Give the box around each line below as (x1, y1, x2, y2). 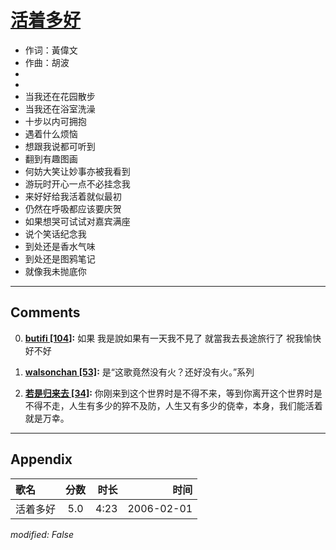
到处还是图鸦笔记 (24, 252, 96, 265)
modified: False (10, 528, 75, 540)
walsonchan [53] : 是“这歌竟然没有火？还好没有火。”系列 (24, 366, 255, 378)
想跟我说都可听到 (24, 140, 96, 152)
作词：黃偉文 (24, 44, 78, 56)
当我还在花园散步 (24, 90, 96, 102)
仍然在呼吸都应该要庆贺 (24, 202, 122, 215)
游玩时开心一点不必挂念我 (24, 177, 131, 190)
